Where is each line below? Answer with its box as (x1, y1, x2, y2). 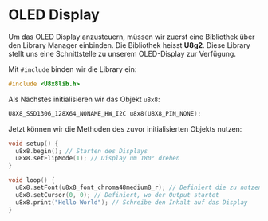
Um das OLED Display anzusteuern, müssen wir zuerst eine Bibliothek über (8, 32, 255, 41)
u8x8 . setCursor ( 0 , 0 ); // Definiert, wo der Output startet (15, 191, 219, 199)
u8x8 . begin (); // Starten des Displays (15, 147, 148, 155)
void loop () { (8, 176, 56, 184)
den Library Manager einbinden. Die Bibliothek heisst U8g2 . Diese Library (8, 40, 251, 49)
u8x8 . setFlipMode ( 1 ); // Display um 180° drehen (15, 154, 180, 163)
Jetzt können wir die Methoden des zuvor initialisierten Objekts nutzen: (8, 124, 242, 133)
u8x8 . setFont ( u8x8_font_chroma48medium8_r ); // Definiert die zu (15, 184, 238, 192)
